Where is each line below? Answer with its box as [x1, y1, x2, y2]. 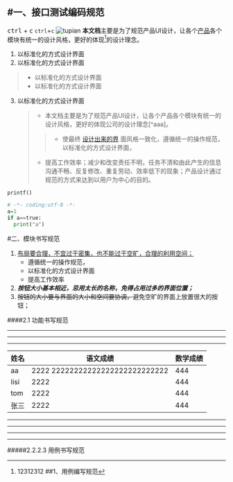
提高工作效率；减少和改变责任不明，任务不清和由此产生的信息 [44, 158, 222, 166]
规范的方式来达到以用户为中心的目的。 [44, 175, 155, 184]
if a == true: [7, 214, 42, 222]
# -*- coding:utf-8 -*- [7, 202, 76, 209]
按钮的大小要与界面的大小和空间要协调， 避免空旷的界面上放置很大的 [17, 292, 212, 300]
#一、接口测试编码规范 [7, 6, 105, 19]
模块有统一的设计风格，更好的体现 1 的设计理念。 [7, 34, 144, 44]
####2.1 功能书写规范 [7, 316, 69, 324]
